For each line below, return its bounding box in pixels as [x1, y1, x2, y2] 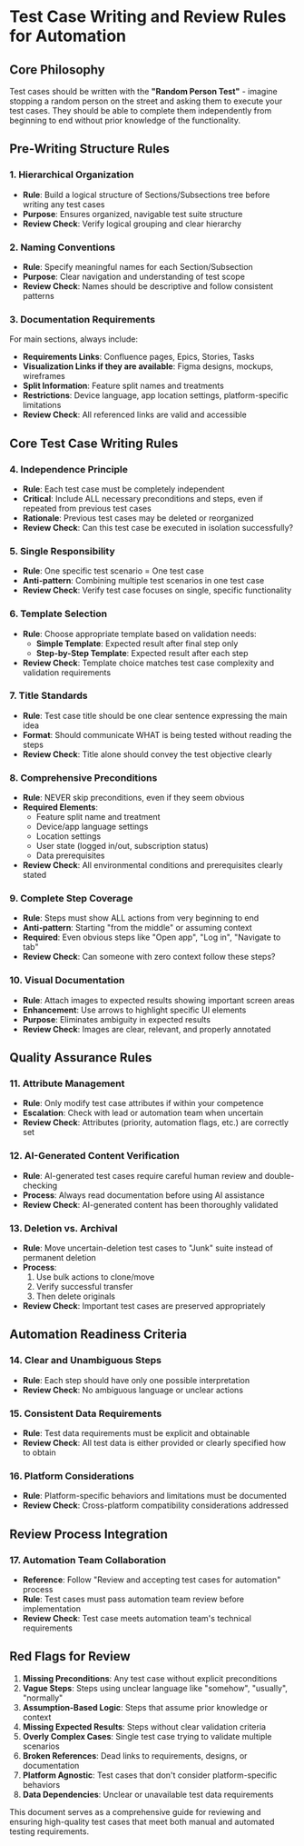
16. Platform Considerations [9, 1470, 134, 1482]
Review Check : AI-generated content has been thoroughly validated [22, 1199, 279, 1210]
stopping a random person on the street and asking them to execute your [9, 95, 283, 106]
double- [264, 1170, 295, 1181]
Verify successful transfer [35, 1282, 133, 1292]
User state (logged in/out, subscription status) [35, 841, 209, 852]
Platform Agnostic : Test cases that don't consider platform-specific [22, 1770, 278, 1781]
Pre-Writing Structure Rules [9, 141, 171, 156]
